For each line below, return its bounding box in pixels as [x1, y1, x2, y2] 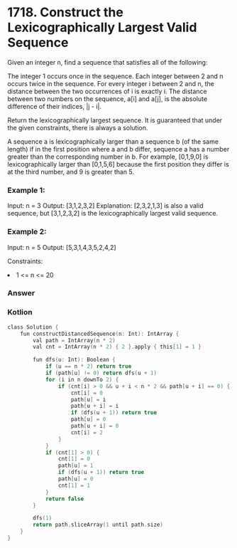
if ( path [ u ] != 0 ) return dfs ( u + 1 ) [45, 369, 158, 376]
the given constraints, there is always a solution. [7, 123, 148, 132]
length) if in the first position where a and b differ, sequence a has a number [7, 144, 230, 153]
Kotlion [7, 307, 33, 317]
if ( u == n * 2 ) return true [45, 363, 132, 370]
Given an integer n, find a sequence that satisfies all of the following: [7, 58, 208, 66]
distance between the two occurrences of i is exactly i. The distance [7, 87, 207, 95]
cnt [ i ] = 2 [70, 428, 103, 436]
